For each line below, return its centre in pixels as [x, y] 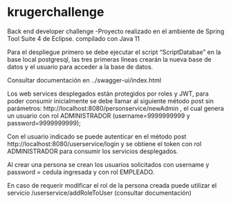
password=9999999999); [44, 123]
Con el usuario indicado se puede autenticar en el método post [97, 136]
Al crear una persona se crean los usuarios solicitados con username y [108, 164]
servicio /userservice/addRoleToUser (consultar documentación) [100, 193]
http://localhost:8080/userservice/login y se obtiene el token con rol [104, 143]
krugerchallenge [56, 12]
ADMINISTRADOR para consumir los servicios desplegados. [93, 151]
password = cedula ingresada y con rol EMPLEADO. [81, 172]
